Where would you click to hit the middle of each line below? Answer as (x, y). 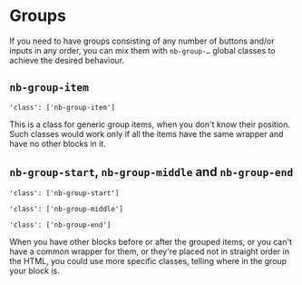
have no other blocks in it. (58, 143)
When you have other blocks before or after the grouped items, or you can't (151, 241)
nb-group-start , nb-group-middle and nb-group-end (151, 172)
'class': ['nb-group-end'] (60, 225)
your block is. (35, 270)
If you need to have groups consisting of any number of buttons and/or (142, 41)
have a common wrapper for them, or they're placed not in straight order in (150, 251)
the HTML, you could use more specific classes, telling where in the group (148, 260)
